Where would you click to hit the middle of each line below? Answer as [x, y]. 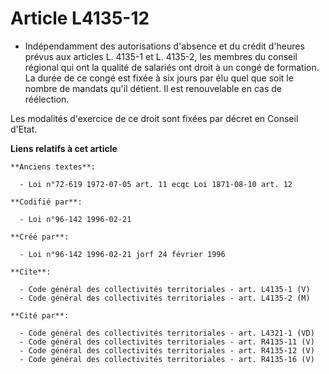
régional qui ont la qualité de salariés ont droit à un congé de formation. [172, 67]
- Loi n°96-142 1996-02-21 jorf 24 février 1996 [122, 254]
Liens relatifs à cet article [64, 148]
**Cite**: [31, 272]
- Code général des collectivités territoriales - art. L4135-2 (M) [165, 298]
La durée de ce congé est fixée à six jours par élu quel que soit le [159, 78]
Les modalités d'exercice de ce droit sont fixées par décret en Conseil [154, 118]
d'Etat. [24, 129]
